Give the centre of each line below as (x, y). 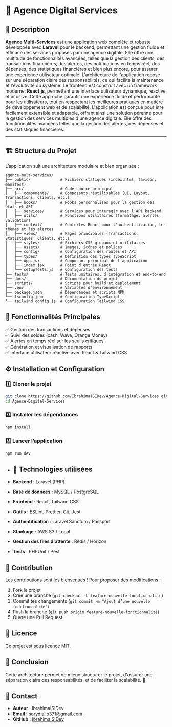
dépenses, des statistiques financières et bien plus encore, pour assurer (81, 69)
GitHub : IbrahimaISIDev (38, 719)
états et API (19, 207)
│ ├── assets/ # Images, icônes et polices (64, 247)
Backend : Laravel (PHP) (39, 482)
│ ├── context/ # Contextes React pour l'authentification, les (86, 225)
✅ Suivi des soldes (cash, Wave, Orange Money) (56, 335)
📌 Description (27, 30)
